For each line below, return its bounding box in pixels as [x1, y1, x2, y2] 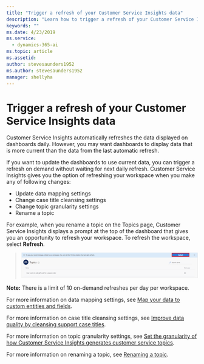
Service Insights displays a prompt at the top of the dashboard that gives [6, 228, 188, 235]
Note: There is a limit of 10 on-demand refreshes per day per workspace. [6, 284, 189, 292]
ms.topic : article [6, 49, 53, 55]
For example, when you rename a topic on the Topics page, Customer [6, 221, 181, 228]
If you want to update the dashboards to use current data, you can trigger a [6, 159, 195, 166]
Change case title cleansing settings [15, 197, 106, 204]
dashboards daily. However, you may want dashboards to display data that [6, 141, 193, 148]
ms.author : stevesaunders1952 [6, 68, 83, 74]
